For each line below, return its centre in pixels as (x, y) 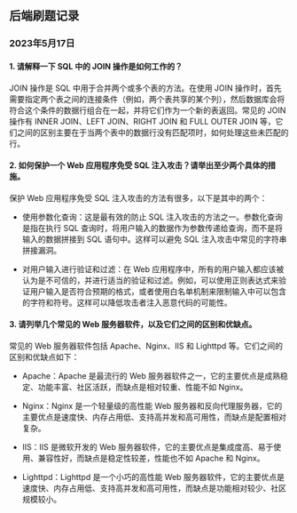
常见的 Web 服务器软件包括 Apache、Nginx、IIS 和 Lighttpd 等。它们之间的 (146, 346)
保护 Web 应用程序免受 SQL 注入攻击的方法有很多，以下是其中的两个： (138, 197)
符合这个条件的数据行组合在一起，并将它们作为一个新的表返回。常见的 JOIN (148, 110)
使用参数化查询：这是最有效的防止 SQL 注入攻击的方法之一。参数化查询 (152, 217)
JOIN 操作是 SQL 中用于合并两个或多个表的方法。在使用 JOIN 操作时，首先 (145, 88)
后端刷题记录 (44, 16)
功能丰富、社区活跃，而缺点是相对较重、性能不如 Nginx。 (143, 387)
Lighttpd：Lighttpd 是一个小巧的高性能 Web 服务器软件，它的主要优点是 (153, 477)
